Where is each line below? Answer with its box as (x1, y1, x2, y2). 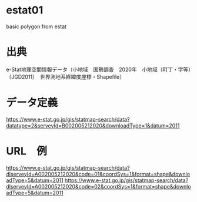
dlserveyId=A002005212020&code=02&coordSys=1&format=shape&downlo (6, 183, 191, 190)
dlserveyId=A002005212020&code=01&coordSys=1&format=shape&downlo (6, 170, 190, 177)
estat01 (6, 4, 44, 17)
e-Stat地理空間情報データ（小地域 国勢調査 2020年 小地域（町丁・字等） (6, 66, 191, 73)
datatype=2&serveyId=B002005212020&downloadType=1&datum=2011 (6, 122, 180, 129)
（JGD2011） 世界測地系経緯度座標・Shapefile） (6, 73, 125, 80)
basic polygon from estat (6, 23, 66, 30)
